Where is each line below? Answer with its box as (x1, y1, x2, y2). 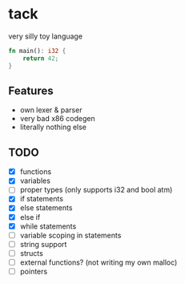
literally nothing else (19, 122, 86, 132)
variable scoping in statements (19, 230, 122, 240)
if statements (19, 194, 64, 204)
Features (8, 83, 54, 97)
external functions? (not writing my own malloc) (19, 258, 178, 267)
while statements (19, 221, 77, 231)
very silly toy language (8, 31, 82, 41)
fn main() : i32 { (8, 47, 66, 55)
